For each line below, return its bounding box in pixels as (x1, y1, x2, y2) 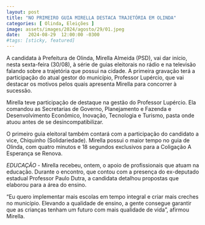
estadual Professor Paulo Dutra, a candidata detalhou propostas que (6, 175, 179, 181)
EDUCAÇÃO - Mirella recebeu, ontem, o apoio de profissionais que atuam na (6, 162, 199, 169)
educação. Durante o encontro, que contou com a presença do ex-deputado (6, 168, 199, 175)
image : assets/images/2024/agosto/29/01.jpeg (6, 26, 124, 32)
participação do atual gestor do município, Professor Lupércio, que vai (6, 74, 184, 81)
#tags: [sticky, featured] (6, 37, 75, 44)
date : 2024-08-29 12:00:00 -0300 (6, 32, 100, 38)
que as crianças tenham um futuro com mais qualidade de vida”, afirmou (6, 206, 190, 213)
